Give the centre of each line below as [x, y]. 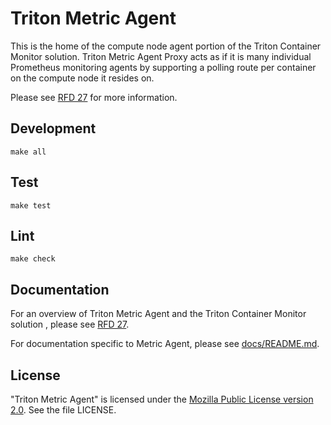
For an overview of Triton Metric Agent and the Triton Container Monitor [158, 314]
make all [28, 152]
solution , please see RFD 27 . [70, 324]
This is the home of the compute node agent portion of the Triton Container [166, 46]
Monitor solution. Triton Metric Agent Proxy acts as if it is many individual [161, 56]
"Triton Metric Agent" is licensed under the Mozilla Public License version [162, 399]
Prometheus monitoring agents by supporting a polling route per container [163, 67]
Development [53, 128]
